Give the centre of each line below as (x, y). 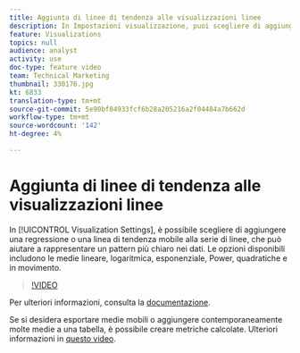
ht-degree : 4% (36, 134)
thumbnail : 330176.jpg (51, 84)
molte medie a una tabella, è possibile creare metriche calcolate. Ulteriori (144, 329)
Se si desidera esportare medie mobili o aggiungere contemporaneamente (146, 319)
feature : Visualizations (55, 34)
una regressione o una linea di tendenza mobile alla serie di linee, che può (146, 239)
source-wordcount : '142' (55, 126)
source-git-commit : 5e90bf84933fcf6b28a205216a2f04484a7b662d (127, 109)
